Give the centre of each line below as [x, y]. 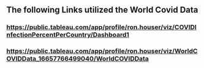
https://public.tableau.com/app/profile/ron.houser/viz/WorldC [102, 51]
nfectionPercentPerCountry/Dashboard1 [68, 35]
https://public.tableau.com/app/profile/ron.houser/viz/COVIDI [102, 27]
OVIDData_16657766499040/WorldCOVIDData [77, 59]
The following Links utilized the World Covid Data [102, 10]
